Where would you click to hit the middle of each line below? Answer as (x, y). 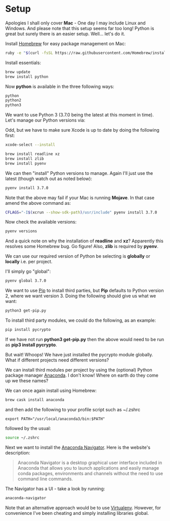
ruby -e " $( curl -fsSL (29, 53)
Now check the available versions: (41, 222)
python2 (13, 100)
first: (10, 136)
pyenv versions (21, 231)
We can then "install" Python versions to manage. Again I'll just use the (79, 173)
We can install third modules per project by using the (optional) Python (79, 370)
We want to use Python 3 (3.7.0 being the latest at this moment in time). (80, 115)
